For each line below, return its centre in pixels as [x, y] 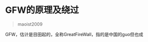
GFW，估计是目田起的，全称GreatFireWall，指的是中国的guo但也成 [74, 34]
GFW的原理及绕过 [42, 10]
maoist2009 [30, 24]
